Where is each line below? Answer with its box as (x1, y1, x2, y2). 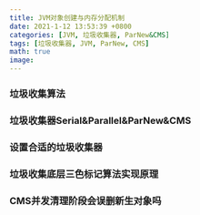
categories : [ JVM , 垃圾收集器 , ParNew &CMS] (9, 30, 170, 39)
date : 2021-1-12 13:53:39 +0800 (9, 22, 132, 31)
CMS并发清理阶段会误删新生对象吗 (9, 194, 162, 207)
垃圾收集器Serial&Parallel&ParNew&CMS (9, 114, 192, 127)
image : (9, 56, 35, 65)
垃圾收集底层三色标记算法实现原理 (9, 168, 159, 180)
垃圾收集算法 (9, 87, 66, 100)
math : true (9, 47, 51, 56)
